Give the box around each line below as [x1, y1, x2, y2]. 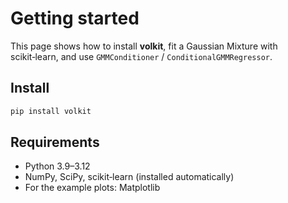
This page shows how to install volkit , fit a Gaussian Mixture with [10, 40, 278, 52]
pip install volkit [10, 106, 92, 116]
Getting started [10, 7, 140, 30]
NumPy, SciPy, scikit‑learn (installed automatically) [24, 171, 235, 183]
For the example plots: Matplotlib [24, 182, 161, 194]
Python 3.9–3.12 [24, 160, 91, 172]
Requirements [10, 134, 100, 151]
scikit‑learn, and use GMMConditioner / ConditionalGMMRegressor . [10, 50, 273, 62]
